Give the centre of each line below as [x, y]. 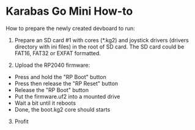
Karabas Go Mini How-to [69, 11]
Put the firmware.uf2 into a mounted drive [67, 96]
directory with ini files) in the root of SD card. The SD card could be [99, 47]
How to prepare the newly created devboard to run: [70, 28]
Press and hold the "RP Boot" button [60, 77]
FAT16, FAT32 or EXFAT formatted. [58, 53]
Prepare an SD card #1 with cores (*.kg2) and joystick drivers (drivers [101, 40]
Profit [21, 121]
